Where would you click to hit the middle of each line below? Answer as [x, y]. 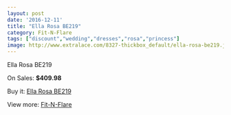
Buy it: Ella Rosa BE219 [40, 91]
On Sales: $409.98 [34, 78]
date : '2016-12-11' [35, 20]
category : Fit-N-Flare [40, 33]
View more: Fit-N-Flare [40, 104]
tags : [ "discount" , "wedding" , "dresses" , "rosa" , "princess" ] [93, 39]
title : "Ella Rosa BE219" [44, 26]
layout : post [26, 13]
